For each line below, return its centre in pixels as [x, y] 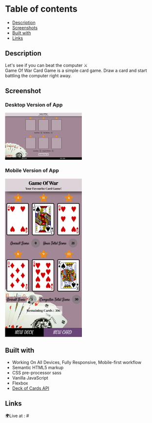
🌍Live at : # [17, 416]
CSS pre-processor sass [37, 373]
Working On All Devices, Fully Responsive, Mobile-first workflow [77, 362]
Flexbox [20, 383]
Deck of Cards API [31, 388]
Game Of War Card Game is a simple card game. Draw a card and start [76, 70]
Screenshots [25, 27]
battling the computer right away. [38, 75]
